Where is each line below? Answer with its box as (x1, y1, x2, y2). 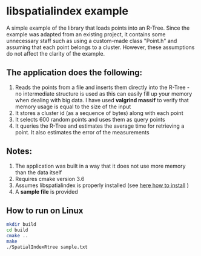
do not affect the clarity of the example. (6, 50, 105, 57)
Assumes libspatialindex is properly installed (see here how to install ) (15, 182, 189, 189)
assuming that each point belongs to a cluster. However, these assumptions (6, 44, 195, 51)
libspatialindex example (6, 4, 129, 18)
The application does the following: (6, 68, 142, 78)
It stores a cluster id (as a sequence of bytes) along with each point (15, 109, 183, 116)
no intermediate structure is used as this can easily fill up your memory (15, 90, 193, 97)
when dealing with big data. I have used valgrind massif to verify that (15, 96, 189, 103)
